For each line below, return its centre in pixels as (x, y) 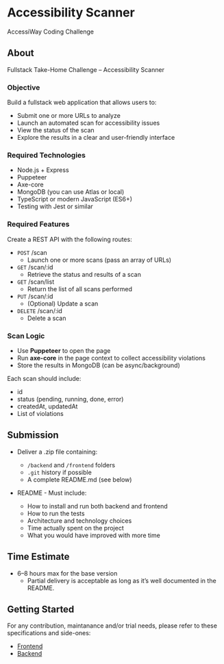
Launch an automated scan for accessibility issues (88, 123)
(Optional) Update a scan (63, 304)
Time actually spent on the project (76, 528)
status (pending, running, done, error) (70, 399)
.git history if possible (60, 472)
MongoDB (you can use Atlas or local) (71, 192)
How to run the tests (56, 513)
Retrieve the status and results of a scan (84, 274)
